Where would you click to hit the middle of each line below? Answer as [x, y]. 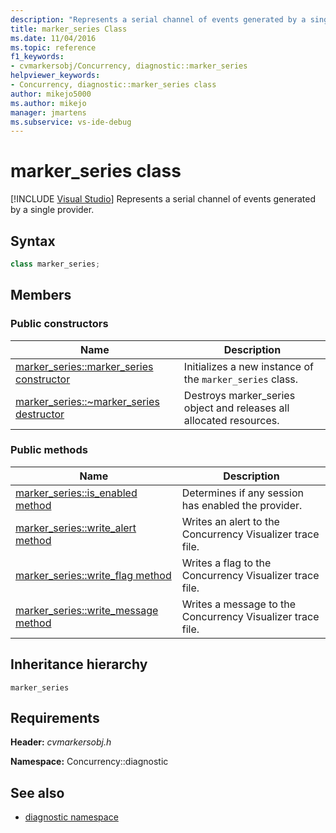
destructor [40, 414]
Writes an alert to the [230, 521]
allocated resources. [231, 420]
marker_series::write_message [87, 610]
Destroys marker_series [239, 395]
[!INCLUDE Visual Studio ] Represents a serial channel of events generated [163, 199]
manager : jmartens [48, 112]
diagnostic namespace [71, 817]
